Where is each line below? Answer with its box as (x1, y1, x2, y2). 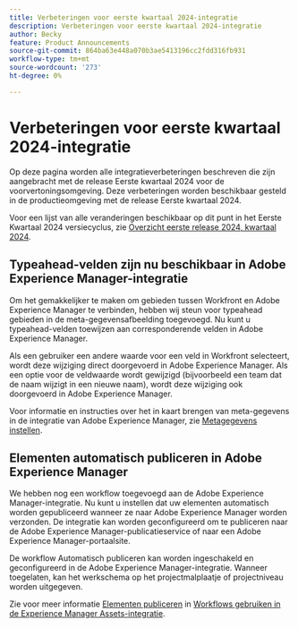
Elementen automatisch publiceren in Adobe (9, 450, 262, 465)
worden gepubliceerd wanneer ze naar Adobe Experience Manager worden (9, 507, 288, 518)
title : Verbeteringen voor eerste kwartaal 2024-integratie (9, 13, 239, 22)
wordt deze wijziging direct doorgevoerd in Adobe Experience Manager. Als (9, 360, 288, 370)
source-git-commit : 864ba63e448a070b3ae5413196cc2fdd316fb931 (9, 47, 246, 55)
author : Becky (9, 30, 63, 38)
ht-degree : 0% (9, 72, 63, 81)
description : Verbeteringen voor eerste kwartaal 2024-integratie (9, 21, 262, 30)
